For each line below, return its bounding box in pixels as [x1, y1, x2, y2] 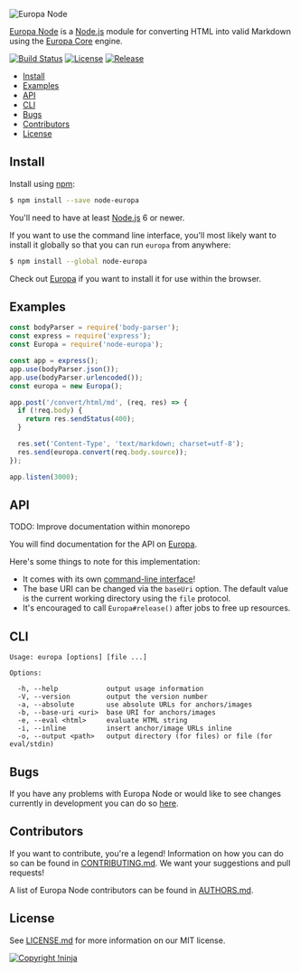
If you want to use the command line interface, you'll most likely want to [9, 229, 277, 240]
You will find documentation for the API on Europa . [9, 538, 197, 550]
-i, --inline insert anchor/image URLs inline [17, 724, 232, 734]
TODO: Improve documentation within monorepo [9, 521, 191, 532]
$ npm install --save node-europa [9, 195, 140, 205]
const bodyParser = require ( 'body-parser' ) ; [9, 323, 180, 332]
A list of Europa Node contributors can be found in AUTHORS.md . [9, 884, 254, 895]
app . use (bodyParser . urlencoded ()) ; [9, 373, 144, 382]
